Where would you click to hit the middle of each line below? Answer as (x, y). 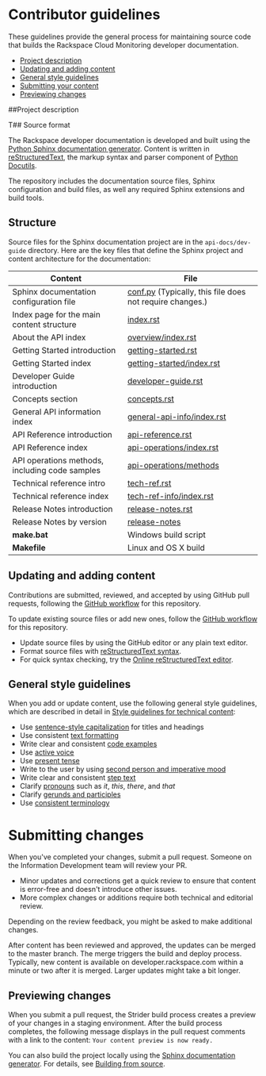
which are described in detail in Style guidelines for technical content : (122, 712)
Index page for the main (56, 314)
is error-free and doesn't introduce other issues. (98, 890)
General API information (57, 412)
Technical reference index (61, 496)
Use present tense (50, 761)
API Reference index (50, 448)
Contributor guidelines (84, 15)
